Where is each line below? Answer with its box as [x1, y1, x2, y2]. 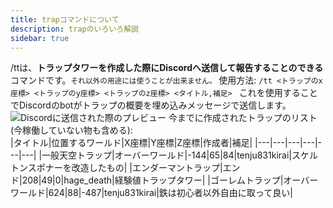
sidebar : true [10, 33, 70, 43]
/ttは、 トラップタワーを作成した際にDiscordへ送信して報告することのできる [10, 62, 324, 74]
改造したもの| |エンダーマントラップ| [71, 162, 223, 174]
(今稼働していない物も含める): [10, 124, 133, 136]
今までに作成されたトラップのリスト [168, 112, 318, 124]
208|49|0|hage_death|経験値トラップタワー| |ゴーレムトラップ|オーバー [21, 174, 319, 186]
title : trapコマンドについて [10, 14, 120, 25]
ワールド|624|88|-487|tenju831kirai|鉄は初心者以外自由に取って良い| [10, 187, 293, 199]
